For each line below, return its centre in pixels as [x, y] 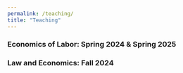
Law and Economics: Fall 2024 [61, 63]
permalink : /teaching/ [40, 14]
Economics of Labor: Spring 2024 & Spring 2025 [92, 44]
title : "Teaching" [34, 20]
